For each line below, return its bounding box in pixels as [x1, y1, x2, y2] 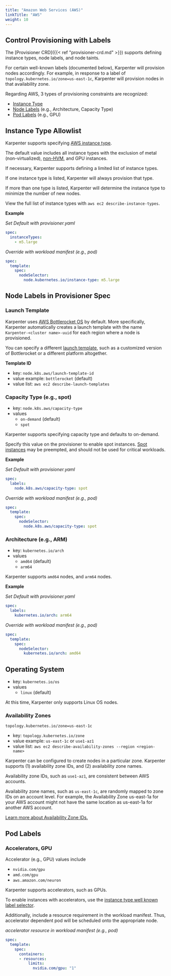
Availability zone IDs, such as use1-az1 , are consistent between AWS [5, 773, 150, 779]
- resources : [18, 956, 47, 961]
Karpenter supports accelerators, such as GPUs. [5, 887, 107, 893]
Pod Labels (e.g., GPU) [12, 112, 61, 118]
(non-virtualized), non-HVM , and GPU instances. [5, 155, 108, 161]
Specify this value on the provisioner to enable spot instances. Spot [5, 441, 148, 447]
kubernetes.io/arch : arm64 [14, 613, 72, 618]
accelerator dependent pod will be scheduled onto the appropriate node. [5, 917, 158, 924]
